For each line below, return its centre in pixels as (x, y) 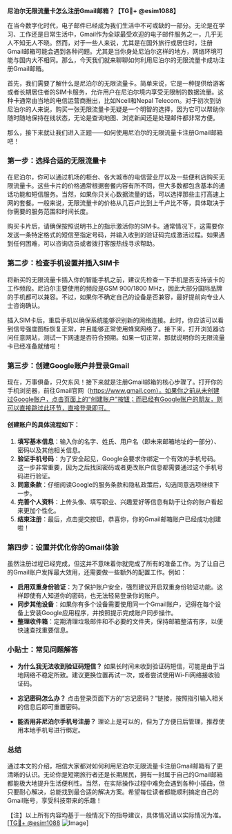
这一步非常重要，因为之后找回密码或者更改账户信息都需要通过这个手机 (117, 467)
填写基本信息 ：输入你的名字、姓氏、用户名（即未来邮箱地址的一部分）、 (118, 442)
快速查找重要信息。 (45, 630)
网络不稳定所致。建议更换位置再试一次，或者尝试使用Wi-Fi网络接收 (119, 675)
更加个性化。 (41, 511)
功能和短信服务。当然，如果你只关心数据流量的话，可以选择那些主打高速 (116, 194)
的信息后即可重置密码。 (50, 706)
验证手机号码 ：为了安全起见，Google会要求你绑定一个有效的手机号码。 (118, 459)
